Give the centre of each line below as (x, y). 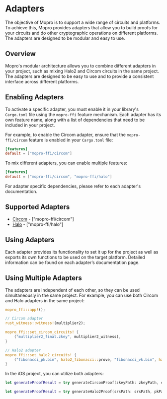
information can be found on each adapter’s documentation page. (73, 262)
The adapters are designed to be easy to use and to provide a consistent (80, 76)
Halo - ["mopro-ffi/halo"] (38, 224)
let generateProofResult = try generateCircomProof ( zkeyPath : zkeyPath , (82, 383)
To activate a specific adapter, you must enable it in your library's (72, 109)
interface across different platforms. (42, 81)
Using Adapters (30, 240)
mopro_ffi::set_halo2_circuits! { (41, 355)
